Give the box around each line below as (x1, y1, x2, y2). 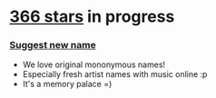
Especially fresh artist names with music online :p (22, 69, 208, 80)
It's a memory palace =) (22, 79, 113, 90)
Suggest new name (9, 39, 97, 52)
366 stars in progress (9, 6, 175, 27)
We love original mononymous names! (22, 59, 166, 70)
